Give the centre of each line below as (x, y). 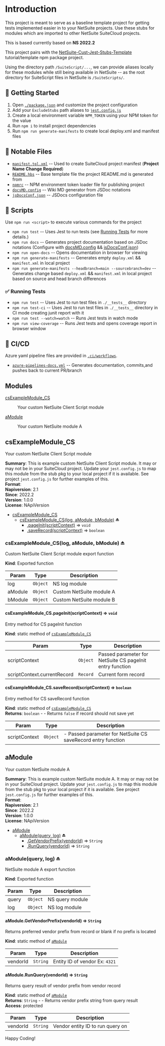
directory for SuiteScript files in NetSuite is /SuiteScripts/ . (65, 77)
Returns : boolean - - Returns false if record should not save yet (69, 713)
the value (22, 120)
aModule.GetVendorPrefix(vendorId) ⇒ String (53, 920)
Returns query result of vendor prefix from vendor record (63, 986)
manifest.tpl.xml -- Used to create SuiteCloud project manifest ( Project (85, 163)
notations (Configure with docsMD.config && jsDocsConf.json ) (75, 248)
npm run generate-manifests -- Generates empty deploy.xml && (77, 258)
